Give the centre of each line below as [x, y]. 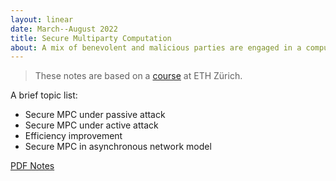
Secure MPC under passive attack [95, 115]
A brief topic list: [44, 95]
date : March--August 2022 [64, 29]
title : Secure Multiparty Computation [91, 38]
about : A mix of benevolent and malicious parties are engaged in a [156, 47]
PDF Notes [32, 166]
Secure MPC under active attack [91, 125]
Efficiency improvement [73, 136]
